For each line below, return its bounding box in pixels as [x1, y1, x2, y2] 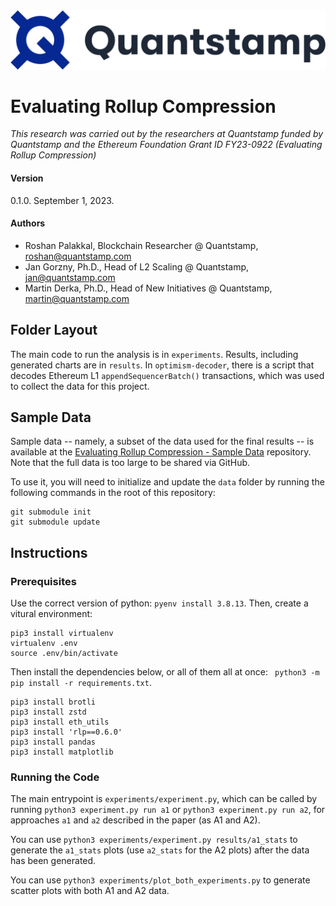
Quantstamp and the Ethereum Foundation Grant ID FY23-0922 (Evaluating [10, 139, 323, 151]
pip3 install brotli [10, 697, 97, 708]
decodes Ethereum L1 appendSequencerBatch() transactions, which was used [10, 369, 325, 381]
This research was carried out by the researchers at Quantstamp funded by [10, 128, 324, 140]
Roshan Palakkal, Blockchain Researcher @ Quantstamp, [24, 239, 259, 251]
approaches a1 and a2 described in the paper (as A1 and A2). [10, 814, 261, 826]
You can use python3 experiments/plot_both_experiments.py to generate [10, 874, 311, 886]
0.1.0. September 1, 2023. [10, 194, 115, 206]
